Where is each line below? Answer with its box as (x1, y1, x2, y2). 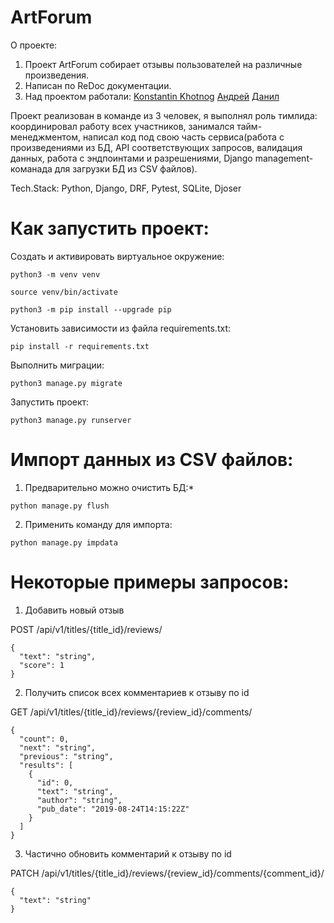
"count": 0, (19, 734, 70, 744)
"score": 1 (19, 660, 65, 670)
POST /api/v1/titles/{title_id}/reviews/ (10, 623, 163, 635)
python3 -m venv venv (10, 269, 101, 280)
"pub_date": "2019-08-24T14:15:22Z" (36, 804, 190, 814)
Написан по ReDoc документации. (24, 79, 172, 91)
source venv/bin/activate (10, 287, 118, 297)
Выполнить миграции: (10, 359, 105, 371)
